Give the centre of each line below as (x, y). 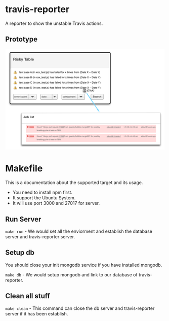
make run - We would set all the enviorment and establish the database (79, 231)
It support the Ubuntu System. (44, 198)
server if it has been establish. (37, 313)
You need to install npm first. (42, 192)
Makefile (24, 169)
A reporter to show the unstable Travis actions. (54, 23)
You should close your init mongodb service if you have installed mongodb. (84, 265)
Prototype (22, 39)
